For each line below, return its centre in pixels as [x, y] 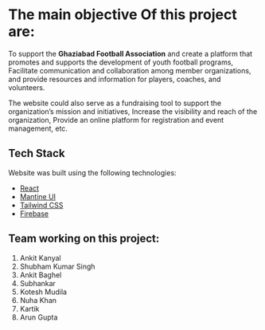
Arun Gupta [39, 317]
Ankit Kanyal [40, 257]
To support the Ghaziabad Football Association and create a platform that [131, 53]
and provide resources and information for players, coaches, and [115, 79]
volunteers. [27, 87]
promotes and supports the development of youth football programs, [121, 62]
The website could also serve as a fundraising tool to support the [115, 103]
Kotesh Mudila [43, 292]
